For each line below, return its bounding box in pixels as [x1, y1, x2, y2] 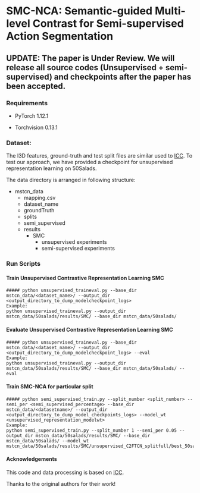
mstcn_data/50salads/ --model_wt [6, 438, 89, 444]
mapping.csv [23, 194, 56, 202]
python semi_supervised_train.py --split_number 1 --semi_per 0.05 [6, 427, 177, 434]
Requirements [6, 99, 48, 107]
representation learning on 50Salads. [6, 165, 97, 172]
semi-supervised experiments [41, 245, 115, 252]
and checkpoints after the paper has [54, 71, 192, 81]
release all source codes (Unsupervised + [6, 62, 164, 73]
